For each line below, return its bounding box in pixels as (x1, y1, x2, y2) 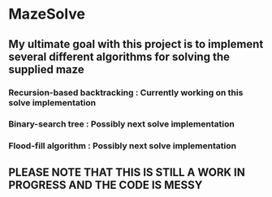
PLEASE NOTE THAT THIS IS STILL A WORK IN (8, 165, 245, 179)
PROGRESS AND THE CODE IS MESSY (8, 178, 203, 191)
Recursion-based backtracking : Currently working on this (8, 87, 244, 98)
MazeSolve (8, 5, 85, 24)
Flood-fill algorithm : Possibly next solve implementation (8, 140, 237, 152)
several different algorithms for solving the (8, 49, 230, 63)
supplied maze (8, 62, 84, 76)
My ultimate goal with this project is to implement (8, 37, 264, 51)
